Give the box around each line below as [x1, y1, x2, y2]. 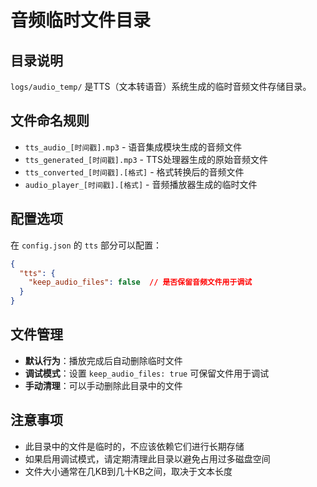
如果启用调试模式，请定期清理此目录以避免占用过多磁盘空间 [24, 452, 271, 465]
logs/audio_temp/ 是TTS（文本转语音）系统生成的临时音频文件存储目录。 [10, 81, 312, 92]
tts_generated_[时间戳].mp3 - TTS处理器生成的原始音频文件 [24, 153, 269, 165]
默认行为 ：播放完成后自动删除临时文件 [24, 354, 183, 366]
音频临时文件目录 [10, 9, 152, 32]
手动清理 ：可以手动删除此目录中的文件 [24, 379, 183, 391]
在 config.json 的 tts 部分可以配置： [10, 239, 162, 251]
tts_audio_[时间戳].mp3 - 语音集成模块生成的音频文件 [24, 141, 243, 153]
